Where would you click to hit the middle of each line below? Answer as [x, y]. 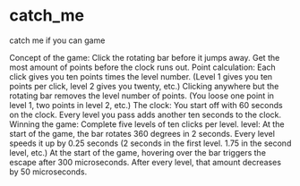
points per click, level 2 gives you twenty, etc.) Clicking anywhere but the [144, 86]
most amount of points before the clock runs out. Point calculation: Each [142, 67]
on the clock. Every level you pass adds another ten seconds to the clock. [146, 114]
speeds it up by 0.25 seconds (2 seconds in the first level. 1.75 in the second [150, 143]
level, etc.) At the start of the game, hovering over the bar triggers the [138, 152]
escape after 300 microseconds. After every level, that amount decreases [146, 162]
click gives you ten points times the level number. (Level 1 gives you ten [141, 76]
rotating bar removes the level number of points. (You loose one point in [142, 96]
